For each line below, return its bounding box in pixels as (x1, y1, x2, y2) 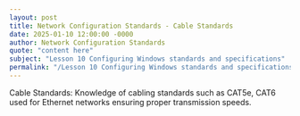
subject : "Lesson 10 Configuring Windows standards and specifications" (9, 54, 286, 63)
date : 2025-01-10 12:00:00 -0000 (9, 29, 134, 38)
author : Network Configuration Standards (9, 37, 166, 47)
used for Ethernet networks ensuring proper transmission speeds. (9, 96, 252, 107)
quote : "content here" (9, 46, 94, 55)
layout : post (9, 12, 58, 22)
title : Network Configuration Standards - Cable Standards (9, 21, 234, 30)
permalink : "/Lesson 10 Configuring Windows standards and (9, 63, 234, 72)
